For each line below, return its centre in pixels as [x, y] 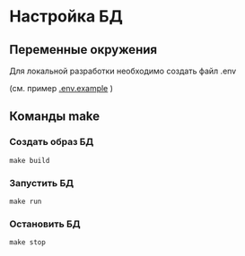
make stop [28, 243]
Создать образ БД [52, 142]
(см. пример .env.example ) [61, 88]
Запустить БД [42, 183]
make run [26, 201]
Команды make [55, 117]
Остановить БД [45, 224]
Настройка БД [66, 17]
